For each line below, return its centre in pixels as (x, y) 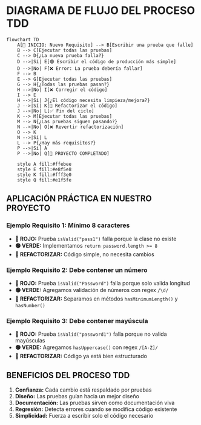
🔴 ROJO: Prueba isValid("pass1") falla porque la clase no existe (96, 239)
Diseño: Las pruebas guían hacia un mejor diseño (77, 396)
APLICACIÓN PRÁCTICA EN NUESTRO (79, 199)
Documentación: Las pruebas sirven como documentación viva (95, 403)
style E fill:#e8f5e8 (44, 169)
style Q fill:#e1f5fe (44, 180)
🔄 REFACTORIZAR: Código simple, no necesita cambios (84, 254)
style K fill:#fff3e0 (44, 175)
